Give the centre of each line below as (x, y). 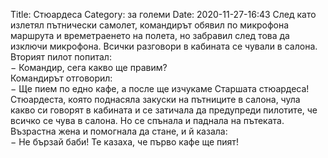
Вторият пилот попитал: (61, 57)
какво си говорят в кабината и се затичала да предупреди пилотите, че (164, 110)
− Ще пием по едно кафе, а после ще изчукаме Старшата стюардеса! (160, 88)
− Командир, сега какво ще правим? (89, 67)
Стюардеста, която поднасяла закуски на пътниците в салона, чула (155, 99)
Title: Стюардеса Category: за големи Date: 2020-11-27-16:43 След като (163, 14)
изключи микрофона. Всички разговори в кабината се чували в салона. (164, 46)
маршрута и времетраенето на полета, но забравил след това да (150, 35)
